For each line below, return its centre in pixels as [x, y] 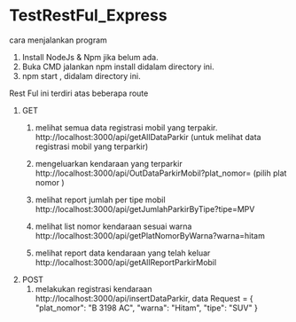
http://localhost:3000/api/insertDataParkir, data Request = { [144, 298]
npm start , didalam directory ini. [81, 75]
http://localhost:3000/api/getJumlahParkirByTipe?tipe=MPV [145, 208]
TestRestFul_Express [88, 16]
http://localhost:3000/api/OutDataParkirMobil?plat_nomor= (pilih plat [161, 173]
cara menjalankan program [58, 40]
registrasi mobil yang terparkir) [92, 146]
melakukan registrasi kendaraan [93, 288]
